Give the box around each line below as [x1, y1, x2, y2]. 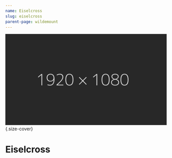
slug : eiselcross [5, 13, 42, 19]
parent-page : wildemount [5, 19, 58, 24]
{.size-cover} [5, 126, 33, 132]
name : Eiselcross [5, 8, 42, 13]
